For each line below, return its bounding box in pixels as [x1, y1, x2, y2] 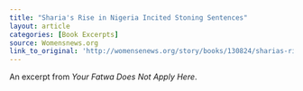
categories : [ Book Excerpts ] [9, 30, 119, 39]
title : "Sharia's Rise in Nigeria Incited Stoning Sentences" [9, 13, 248, 23]
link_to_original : [9, 47, 78, 56]
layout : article [9, 22, 70, 31]
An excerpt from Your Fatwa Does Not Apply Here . [9, 71, 197, 82]
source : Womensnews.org [9, 38, 99, 48]
